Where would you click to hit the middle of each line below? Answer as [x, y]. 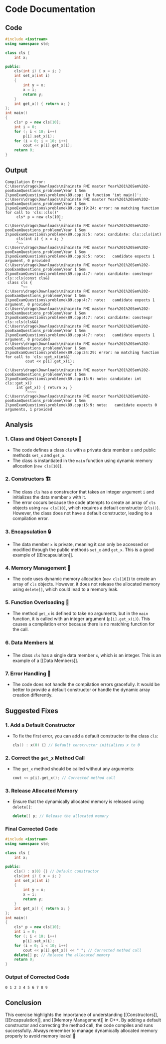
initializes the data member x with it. [49, 497]
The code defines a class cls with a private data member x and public [84, 450]
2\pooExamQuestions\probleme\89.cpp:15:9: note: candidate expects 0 [81, 405]
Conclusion [23, 1003]
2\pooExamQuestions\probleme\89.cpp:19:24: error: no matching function [82, 208]
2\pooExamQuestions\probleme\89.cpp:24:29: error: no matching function [82, 352]
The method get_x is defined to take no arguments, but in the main [80, 613]
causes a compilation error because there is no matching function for [83, 624]
